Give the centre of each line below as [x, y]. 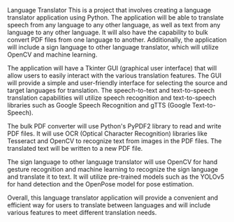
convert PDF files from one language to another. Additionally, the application [117, 40]
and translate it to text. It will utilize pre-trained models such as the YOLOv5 [116, 177]
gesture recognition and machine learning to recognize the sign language [113, 169]
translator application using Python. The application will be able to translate [116, 17]
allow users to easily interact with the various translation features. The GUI [115, 75]
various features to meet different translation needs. [82, 213]
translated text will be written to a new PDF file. [75, 148]
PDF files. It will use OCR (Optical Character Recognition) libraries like [107, 133]
